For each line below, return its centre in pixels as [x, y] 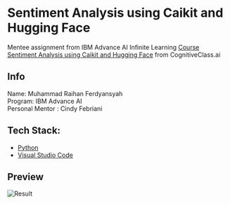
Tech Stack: [34, 131]
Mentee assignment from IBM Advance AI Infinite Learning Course [103, 47]
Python [28, 147]
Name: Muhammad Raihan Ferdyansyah [65, 93]
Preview [26, 177]
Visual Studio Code [45, 155]
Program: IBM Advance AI [45, 101]
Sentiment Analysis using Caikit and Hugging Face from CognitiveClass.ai [114, 55]
